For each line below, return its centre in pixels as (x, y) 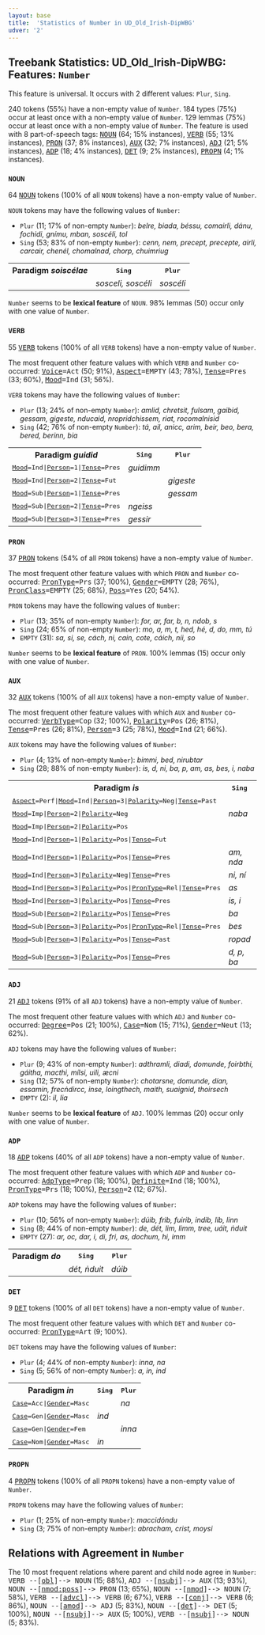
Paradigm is (116, 788)
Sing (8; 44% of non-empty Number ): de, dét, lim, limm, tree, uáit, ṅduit (133, 1228)
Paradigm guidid (66, 454)
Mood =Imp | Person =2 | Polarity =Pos (70, 827)
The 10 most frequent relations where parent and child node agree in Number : (132, 1572)
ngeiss (140, 506)
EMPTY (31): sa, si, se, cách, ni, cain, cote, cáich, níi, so (107, 638)
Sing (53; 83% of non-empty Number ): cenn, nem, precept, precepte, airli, (138, 243)
